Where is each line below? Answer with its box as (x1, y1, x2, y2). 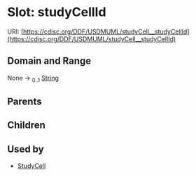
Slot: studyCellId (7, 4, 106, 20)
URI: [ (7, 27, 24, 36)
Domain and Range (7, 55, 92, 67)
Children (7, 120, 45, 132)
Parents (7, 95, 42, 107)
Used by (7, 143, 44, 155)
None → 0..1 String (7, 73, 59, 84)
